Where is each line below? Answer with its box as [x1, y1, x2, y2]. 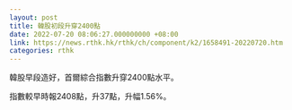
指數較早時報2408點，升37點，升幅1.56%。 [9, 91, 172, 102]
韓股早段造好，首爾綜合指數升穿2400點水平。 [9, 72, 180, 83]
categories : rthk [9, 47, 75, 55]
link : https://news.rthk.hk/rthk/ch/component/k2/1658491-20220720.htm [9, 38, 283, 47]
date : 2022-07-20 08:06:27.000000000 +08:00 [9, 30, 179, 38]
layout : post [9, 13, 58, 22]
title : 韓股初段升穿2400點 [9, 21, 101, 30]
